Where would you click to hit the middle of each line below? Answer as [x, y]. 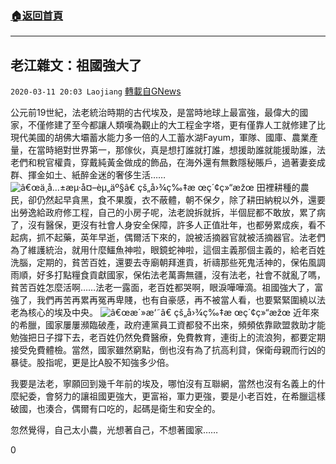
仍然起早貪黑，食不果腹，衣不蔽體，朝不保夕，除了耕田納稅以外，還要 [181, 200]
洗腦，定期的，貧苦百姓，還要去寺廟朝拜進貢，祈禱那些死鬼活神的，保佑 [159, 263]
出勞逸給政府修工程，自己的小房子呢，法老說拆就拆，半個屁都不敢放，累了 [163, 213]
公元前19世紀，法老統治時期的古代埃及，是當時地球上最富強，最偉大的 [155, 113]
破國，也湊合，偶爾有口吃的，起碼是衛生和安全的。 [115, 409]
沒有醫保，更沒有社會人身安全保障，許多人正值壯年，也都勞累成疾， [167, 225]
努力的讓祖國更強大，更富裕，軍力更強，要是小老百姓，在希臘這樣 [189, 396]
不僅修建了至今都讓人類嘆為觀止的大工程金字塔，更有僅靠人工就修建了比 [176, 125]
